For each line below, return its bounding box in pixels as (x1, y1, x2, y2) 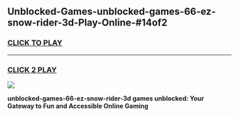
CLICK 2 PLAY (7, 65, 57, 74)
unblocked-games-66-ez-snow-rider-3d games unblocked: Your (7, 94, 204, 102)
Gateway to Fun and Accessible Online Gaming (7, 101, 149, 110)
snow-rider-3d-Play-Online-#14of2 (7, 17, 168, 29)
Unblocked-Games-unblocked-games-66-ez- (7, 6, 216, 18)
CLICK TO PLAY (7, 38, 63, 48)
